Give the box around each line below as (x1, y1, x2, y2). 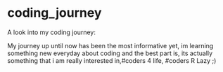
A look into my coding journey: (7, 28, 96, 36)
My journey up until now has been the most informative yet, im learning (7, 41, 214, 50)
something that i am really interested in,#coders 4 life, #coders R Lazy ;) (7, 56, 217, 64)
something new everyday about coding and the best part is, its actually (7, 49, 213, 57)
